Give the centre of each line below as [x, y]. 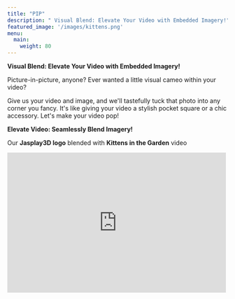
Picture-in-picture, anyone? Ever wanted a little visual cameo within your [112, 80]
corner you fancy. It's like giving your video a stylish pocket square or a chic [117, 108]
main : [22, 40]
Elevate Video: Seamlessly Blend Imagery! [70, 129]
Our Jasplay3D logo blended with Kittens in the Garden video [97, 143]
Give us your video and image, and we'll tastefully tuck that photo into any [114, 101]
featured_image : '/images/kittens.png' [65, 27]
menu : [15, 33]
